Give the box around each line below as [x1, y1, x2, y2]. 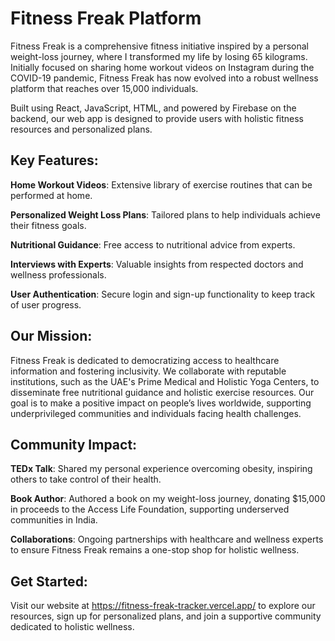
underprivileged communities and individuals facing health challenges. [10, 407, 302, 419]
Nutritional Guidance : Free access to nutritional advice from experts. [10, 238, 296, 251]
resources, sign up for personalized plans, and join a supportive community [10, 610, 322, 622]
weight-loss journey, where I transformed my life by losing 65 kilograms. [10, 50, 308, 62]
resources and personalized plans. [10, 123, 153, 135]
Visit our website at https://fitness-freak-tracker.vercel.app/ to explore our [10, 600, 316, 612]
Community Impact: [10, 436, 138, 453]
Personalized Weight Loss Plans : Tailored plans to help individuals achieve [10, 208, 321, 221]
